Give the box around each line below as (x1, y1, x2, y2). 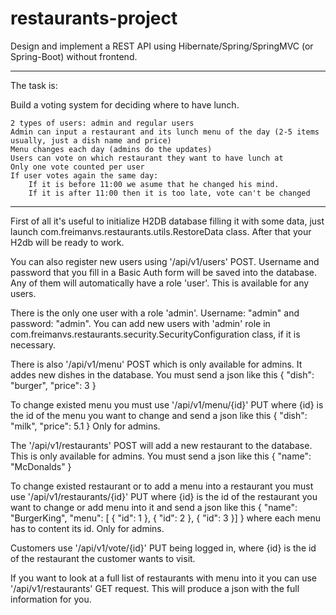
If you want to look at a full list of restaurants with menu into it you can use (10, 572, 318, 584)
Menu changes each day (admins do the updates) (10, 144, 213, 154)
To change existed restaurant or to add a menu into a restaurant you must (10, 480, 314, 492)
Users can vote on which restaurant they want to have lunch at (10, 153, 284, 163)
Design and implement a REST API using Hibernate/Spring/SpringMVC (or (10, 40, 314, 52)
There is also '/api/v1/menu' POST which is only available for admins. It (10, 358, 303, 370)
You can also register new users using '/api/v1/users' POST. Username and (10, 255, 320, 267)
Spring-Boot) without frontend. (10, 50, 138, 62)
